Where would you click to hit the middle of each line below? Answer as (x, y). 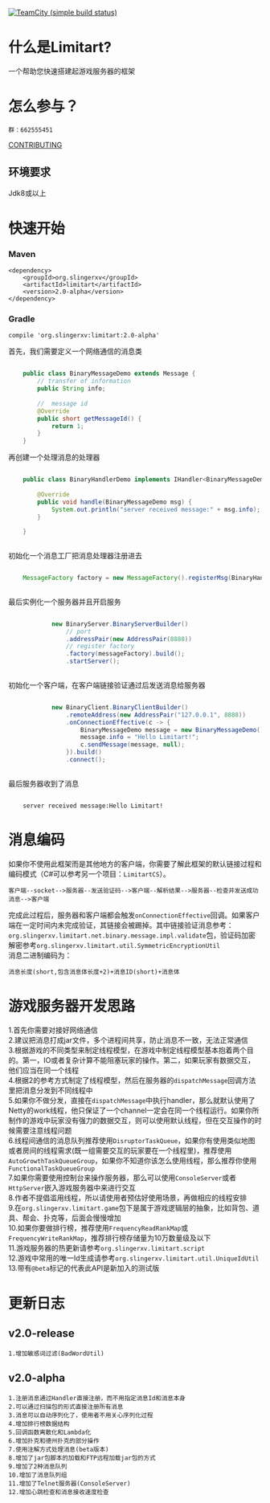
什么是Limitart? (60, 47)
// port (78, 631)
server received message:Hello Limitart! (93, 806)
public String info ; (72, 389)
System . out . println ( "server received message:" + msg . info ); (156, 509)
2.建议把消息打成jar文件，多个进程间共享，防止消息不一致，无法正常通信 (129, 1039)
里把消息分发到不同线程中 (51, 1090)
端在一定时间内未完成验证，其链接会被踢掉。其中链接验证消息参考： (121, 925)
